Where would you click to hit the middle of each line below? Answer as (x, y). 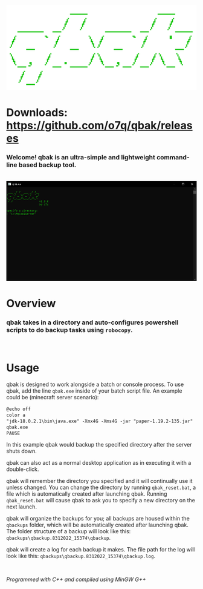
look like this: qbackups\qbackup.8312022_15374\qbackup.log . (81, 556)
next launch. (22, 507)
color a (16, 415)
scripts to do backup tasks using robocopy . (69, 330)
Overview (31, 304)
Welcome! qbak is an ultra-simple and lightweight (81, 158)
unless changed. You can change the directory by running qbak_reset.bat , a (101, 488)
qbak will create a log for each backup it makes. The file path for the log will (101, 550)
